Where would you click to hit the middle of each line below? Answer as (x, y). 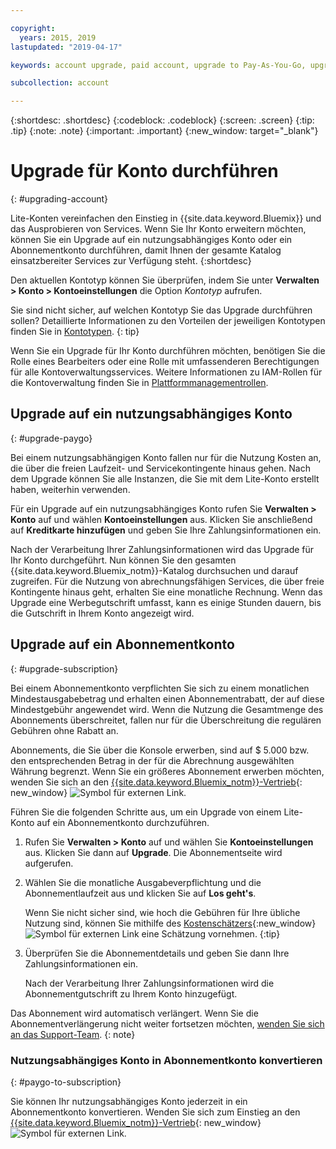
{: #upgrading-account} (59, 199)
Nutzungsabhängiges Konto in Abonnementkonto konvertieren (166, 1060)
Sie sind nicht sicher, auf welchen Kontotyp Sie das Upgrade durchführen (161, 310)
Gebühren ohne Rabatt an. (64, 730)
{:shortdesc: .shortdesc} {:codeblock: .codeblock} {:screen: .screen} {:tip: (162, 120)
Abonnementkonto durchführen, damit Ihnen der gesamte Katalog (146, 250)
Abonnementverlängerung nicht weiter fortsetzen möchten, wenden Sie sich (167, 1023)
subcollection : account (60, 83)
